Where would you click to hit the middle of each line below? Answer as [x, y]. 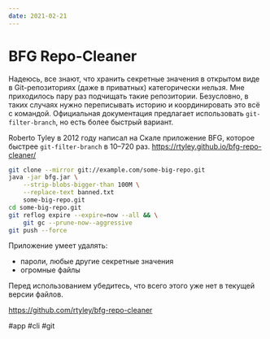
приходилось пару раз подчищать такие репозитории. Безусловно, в [129, 96]
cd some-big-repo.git [45, 207]
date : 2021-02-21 [38, 16]
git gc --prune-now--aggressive [78, 223]
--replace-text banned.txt [69, 193]
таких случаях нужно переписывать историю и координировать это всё [134, 104]
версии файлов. [36, 294]
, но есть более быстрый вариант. [115, 122]
